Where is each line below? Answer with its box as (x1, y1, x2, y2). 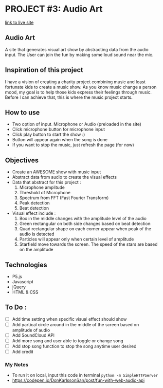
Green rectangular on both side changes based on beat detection (19, 221, 151, 227)
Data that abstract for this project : (12, 179, 81, 185)
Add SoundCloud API (12, 332, 55, 338)
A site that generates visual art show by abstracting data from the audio (5, 46, 149, 52)
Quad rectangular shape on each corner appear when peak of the (19, 226, 152, 232)
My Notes (5, 361, 29, 368)
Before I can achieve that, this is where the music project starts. (5, 94, 133, 100)
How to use (5, 108, 40, 116)
